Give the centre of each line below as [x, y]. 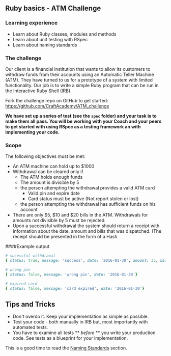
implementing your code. [33, 132]
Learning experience [31, 23]
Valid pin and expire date [54, 194]
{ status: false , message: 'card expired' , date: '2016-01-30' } [75, 288]
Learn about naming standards [45, 45]
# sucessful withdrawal [31, 256]
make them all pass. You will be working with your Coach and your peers [83, 121]
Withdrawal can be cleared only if [48, 172]
